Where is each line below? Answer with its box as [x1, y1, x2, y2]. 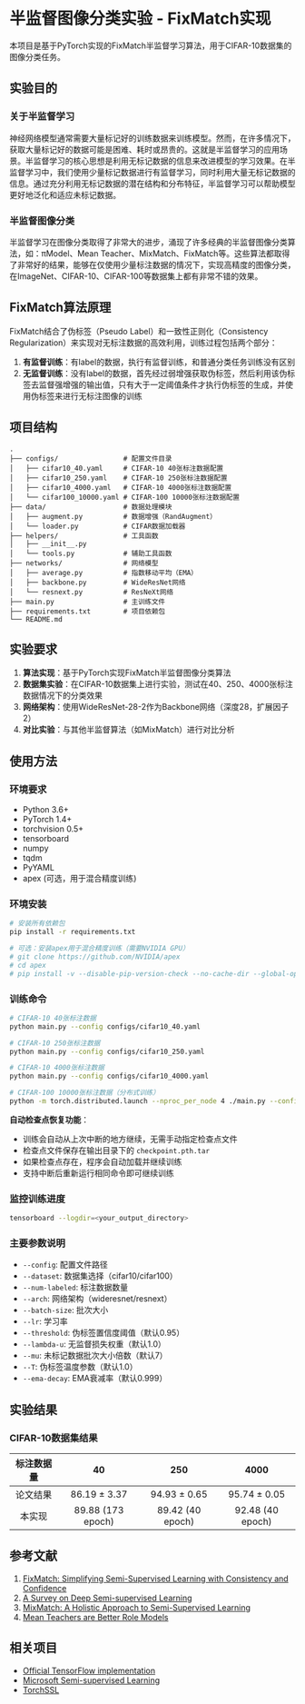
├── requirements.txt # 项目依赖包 [9, 606, 166, 616]
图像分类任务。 [9, 51, 65, 62]
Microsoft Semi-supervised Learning [22, 1674, 161, 1686]
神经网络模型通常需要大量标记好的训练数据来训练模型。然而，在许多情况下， [9, 133, 296, 144]
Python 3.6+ [22, 804, 70, 815]
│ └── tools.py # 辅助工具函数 [9, 549, 172, 558]
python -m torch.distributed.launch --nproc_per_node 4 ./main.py [9, 1097, 266, 1106]
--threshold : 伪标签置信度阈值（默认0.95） [22, 1328, 184, 1339]
